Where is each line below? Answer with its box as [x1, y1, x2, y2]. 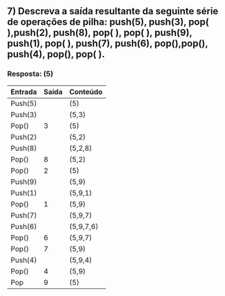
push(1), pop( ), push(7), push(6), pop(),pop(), [7, 38, 208, 50]
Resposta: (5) [7, 69, 54, 78]
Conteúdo [68, 87, 103, 96]
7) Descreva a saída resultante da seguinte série [7, 6, 219, 17]
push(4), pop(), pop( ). [7, 48, 106, 61]
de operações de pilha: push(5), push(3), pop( [7, 17, 209, 28]
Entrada [10, 87, 37, 96]
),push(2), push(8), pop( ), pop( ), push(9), [7, 27, 193, 39]
